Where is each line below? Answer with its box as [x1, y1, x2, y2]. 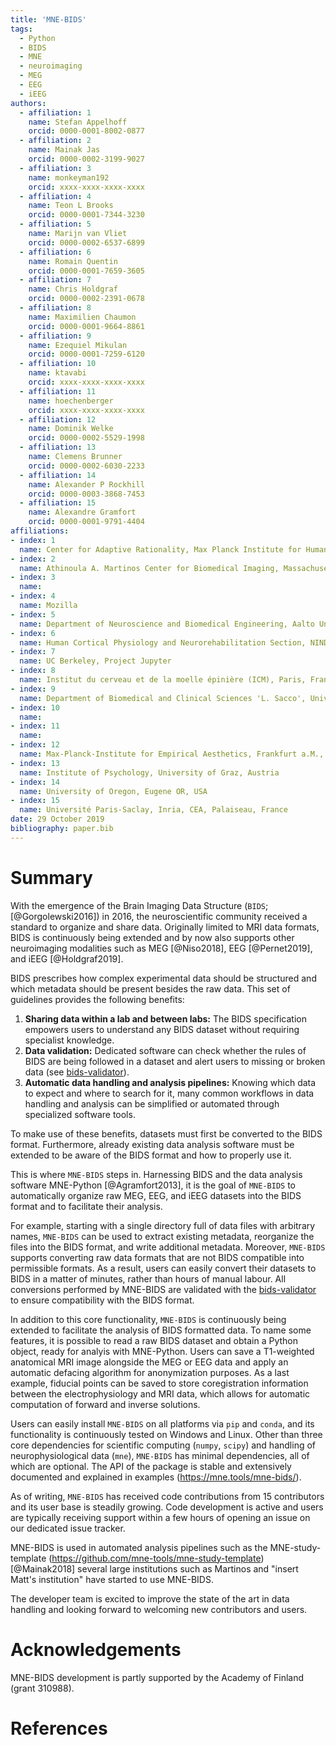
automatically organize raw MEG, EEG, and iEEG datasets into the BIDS [10, 1189, 302, 1201]
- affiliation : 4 [19, 191, 92, 201]
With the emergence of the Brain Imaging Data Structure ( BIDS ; [10, 899, 269, 911]
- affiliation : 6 [19, 247, 92, 257]
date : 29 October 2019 [10, 814, 105, 825]
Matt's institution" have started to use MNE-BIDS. [10, 1573, 214, 1585]
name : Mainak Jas [28, 145, 101, 155]
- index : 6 [10, 628, 56, 638]
